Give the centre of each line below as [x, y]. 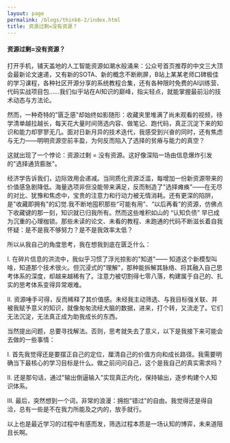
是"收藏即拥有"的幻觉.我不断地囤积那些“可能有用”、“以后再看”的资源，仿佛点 [115, 204]
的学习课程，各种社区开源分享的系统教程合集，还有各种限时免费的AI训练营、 [115, 82]
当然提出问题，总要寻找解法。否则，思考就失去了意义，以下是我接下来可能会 [115, 331]
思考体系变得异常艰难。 [52, 284]
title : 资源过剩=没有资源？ [42, 26]
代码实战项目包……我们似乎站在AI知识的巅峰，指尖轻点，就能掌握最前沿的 [111, 91]
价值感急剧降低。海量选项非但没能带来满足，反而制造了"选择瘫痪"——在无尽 [115, 187]
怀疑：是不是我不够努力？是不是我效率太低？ [70, 229]
